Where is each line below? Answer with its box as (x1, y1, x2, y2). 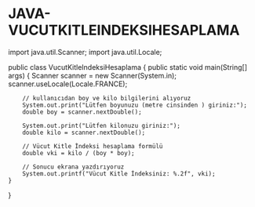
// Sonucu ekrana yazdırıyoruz (22, 162, 125, 171)
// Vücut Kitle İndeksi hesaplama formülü (22, 142, 163, 150)
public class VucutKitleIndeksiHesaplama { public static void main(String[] (8, 62, 248, 71)
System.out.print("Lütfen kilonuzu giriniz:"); (22, 122, 180, 129)
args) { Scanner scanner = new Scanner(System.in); (8, 71, 177, 80)
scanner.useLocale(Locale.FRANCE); (8, 79, 128, 89)
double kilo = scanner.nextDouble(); (22, 129, 146, 136)
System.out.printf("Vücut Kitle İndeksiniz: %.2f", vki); (22, 169, 216, 177)
